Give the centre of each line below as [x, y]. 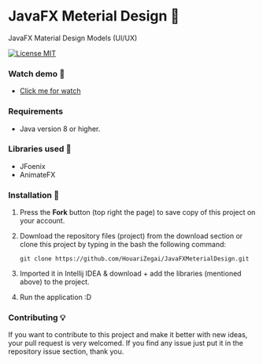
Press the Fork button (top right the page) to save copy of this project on [137, 212]
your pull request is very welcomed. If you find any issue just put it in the [126, 343]
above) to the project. [54, 282]
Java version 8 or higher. [60, 129]
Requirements [36, 111]
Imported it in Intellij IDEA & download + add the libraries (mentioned [130, 274]
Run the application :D [56, 297]
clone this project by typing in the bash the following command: [123, 245]
